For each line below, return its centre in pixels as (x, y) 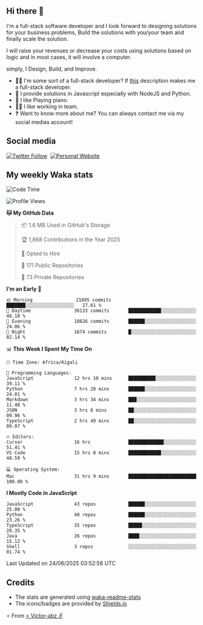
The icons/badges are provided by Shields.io (71, 604)
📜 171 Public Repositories (52, 266)
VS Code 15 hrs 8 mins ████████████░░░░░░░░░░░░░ (101, 453)
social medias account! (44, 122)
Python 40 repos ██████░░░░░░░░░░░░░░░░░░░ (101, 515)
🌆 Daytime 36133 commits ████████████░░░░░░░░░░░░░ (101, 311)
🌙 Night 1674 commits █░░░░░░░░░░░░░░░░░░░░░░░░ (101, 332)
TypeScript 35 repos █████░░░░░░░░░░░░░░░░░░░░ (101, 526)
